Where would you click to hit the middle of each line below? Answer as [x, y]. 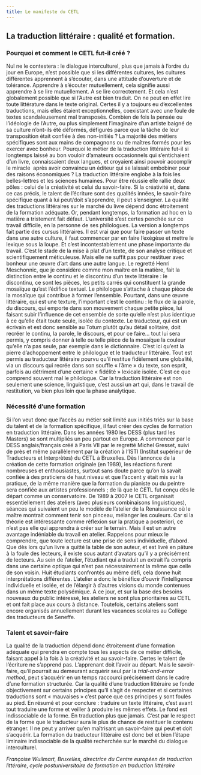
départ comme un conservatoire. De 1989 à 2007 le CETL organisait [90, 496]
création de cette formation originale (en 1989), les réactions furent [89, 464]
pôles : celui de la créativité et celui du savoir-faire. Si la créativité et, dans [98, 187]
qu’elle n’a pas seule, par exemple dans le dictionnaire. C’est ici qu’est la [95, 346]
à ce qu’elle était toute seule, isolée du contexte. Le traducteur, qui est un [97, 321]
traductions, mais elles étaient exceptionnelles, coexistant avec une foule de [100, 111]
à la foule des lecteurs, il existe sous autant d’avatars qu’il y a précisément [98, 553]
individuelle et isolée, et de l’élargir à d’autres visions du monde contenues [98, 585]
